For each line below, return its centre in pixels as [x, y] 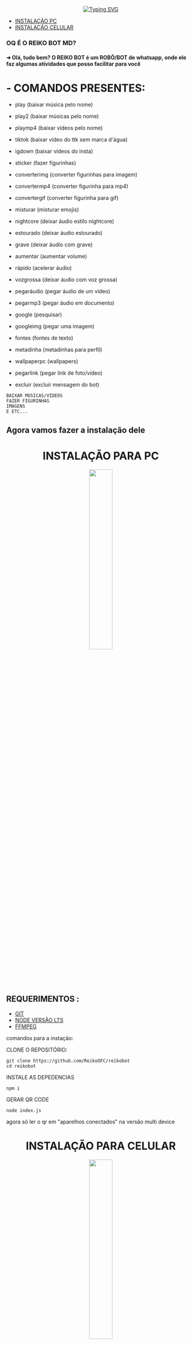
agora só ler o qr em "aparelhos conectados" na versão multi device [91, 1122]
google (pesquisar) [38, 315]
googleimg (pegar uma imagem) [55, 326]
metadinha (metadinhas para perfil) [58, 350]
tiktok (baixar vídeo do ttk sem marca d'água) [71, 140]
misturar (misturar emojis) [47, 210]
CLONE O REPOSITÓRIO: [37, 1050]
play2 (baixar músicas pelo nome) [57, 116]
